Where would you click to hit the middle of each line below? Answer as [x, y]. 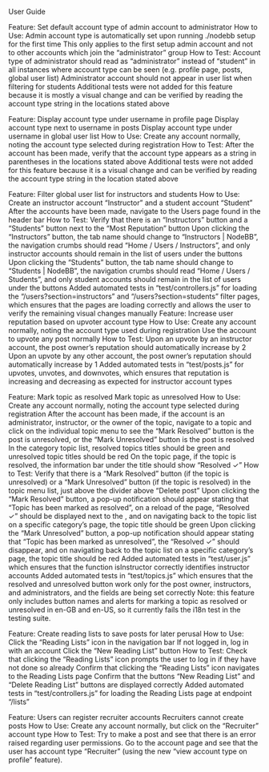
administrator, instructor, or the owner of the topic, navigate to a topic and [130, 422]
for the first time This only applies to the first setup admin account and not [131, 44]
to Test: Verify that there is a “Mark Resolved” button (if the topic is [119, 473]
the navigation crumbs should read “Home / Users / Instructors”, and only [129, 245]
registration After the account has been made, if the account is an [117, 414]
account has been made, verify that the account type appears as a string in [132, 153]
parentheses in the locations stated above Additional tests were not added [131, 162]
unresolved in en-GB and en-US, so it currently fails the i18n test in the [124, 609]
